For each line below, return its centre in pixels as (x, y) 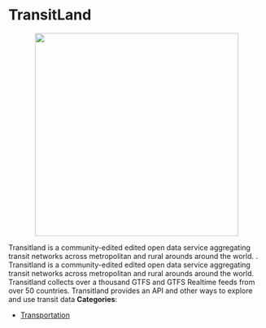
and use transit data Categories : (63, 299)
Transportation (45, 315)
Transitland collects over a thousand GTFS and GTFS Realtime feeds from (132, 282)
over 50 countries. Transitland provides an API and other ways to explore (131, 291)
